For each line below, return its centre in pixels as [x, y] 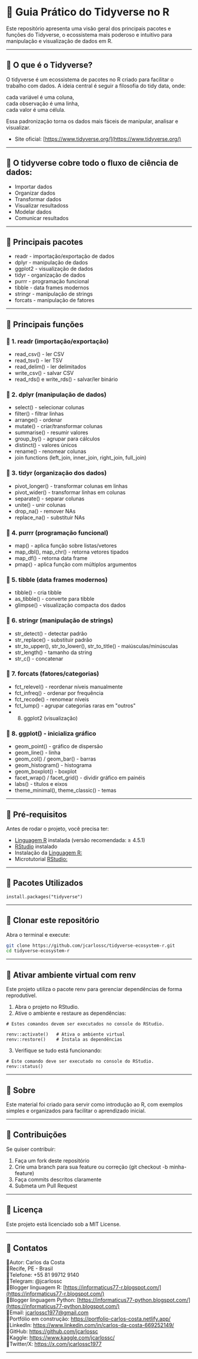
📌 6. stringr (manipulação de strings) [60, 620]
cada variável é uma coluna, [40, 97]
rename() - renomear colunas [50, 451]
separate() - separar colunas [49, 499]
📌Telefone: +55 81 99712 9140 [43, 1275]
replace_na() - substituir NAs [50, 517]
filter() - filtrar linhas [39, 414]
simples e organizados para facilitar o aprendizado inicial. [76, 1111]
